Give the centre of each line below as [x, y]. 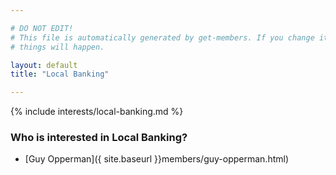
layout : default [44, 65]
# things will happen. [57, 47]
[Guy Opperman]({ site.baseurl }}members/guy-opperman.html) [157, 159]
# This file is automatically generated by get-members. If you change [162, 37]
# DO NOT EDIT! [42, 28]
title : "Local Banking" [60, 74]
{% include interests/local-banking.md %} [97, 112]
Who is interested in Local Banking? [99, 138]
